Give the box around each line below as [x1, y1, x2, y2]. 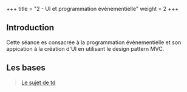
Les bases [6, 63, 46, 73]
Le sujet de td [21, 79, 56, 86]
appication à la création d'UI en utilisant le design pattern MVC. [6, 45, 165, 52]
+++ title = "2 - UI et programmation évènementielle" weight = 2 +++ [6, 5, 179, 12]
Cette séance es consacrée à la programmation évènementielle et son [6, 39, 182, 46]
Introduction [6, 22, 55, 33]
